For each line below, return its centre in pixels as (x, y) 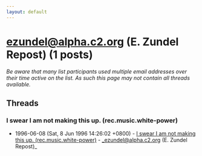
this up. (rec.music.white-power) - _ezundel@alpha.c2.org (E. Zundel (101, 140)
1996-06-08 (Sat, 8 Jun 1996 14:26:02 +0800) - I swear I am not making (105, 134)
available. (19, 84)
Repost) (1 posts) (50, 54)
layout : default (27, 12)
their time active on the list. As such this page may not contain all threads (98, 78)
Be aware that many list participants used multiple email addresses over (97, 71)
